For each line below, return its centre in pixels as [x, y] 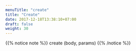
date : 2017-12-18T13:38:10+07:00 [41, 19]
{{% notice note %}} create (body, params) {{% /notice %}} [68, 43]
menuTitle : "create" [27, 10]
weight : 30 [17, 29]
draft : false [19, 24]
